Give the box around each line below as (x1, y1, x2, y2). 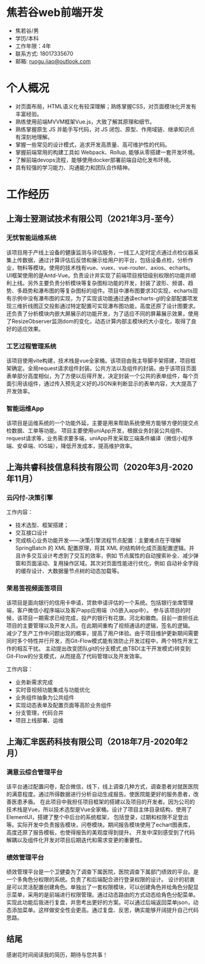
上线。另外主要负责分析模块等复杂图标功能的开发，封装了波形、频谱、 (11, 279, 188, 286)
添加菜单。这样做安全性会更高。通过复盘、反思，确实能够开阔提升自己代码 (11, 907, 199, 914)
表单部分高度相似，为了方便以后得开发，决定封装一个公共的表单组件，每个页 (6, 373, 199, 380)
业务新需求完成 (15, 678, 53, 686)
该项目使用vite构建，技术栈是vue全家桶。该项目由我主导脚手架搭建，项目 (6, 357, 191, 365)
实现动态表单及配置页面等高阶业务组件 (15, 702, 112, 709)
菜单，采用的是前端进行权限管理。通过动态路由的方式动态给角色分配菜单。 (11, 891, 199, 899)
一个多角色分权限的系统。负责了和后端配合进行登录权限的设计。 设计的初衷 (6, 876, 195, 883)
